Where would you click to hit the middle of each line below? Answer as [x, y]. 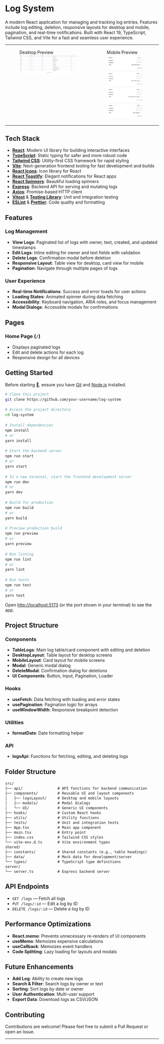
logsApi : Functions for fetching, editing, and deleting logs [70, 756]
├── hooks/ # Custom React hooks [53, 813]
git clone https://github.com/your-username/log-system [63, 399]
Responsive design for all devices [46, 357]
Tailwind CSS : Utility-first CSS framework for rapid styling [71, 161]
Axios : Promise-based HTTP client [47, 192]
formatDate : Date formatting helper [48, 733]
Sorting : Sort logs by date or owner [48, 989]
